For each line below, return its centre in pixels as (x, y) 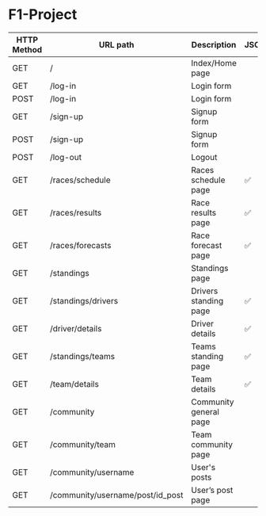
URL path (116, 44)
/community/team (83, 444)
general (205, 411)
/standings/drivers (84, 300)
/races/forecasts (81, 245)
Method (27, 49)
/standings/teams (83, 356)
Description (214, 44)
